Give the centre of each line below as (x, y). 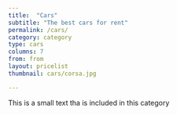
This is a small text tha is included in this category (89, 102)
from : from (26, 59)
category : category (40, 37)
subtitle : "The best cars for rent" (68, 23)
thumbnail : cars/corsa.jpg (52, 74)
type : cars (26, 45)
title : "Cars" (33, 15)
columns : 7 (26, 52)
